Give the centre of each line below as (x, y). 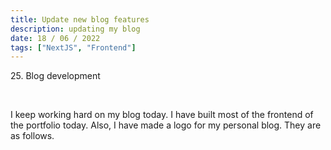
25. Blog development (55, 76)
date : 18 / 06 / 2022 (55, 38)
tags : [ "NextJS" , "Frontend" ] (73, 47)
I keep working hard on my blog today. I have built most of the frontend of (162, 115)
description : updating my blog (75, 29)
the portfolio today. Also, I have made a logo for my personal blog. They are (166, 125)
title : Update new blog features (80, 19)
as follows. (32, 136)
